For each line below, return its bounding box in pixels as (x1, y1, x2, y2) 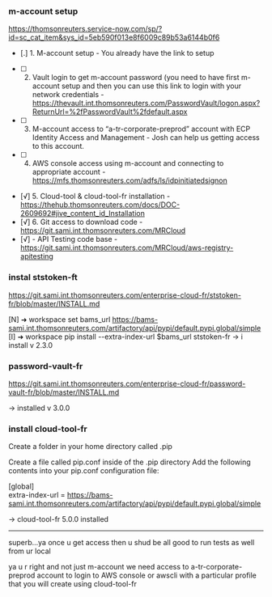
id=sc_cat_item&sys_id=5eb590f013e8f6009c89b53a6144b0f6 (8, 32, 220, 42)
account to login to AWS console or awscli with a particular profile (36, 570, 257, 580)
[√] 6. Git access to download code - (19, 217, 143, 227)
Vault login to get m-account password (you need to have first (32, 73, 240, 83)
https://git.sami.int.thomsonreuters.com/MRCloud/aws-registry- (19, 243, 234, 252)
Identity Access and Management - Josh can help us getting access (32, 133, 261, 142)
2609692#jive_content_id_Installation (19, 209, 146, 218)
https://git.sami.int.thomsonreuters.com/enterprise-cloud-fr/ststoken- (8, 290, 241, 300)
